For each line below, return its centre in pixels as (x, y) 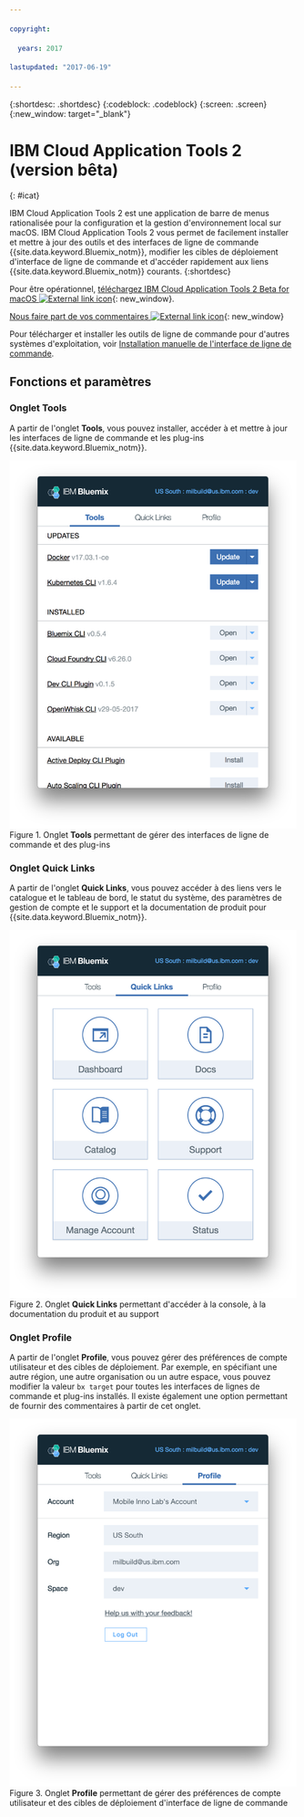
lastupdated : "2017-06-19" (61, 68)
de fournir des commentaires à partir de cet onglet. (106, 1406)
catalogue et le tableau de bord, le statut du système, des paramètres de (146, 897)
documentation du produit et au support (84, 1314)
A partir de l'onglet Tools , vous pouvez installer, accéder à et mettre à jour (149, 428)
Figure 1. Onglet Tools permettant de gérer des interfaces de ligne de (139, 834)
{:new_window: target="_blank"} (71, 113)
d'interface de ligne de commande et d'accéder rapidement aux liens (139, 261)
